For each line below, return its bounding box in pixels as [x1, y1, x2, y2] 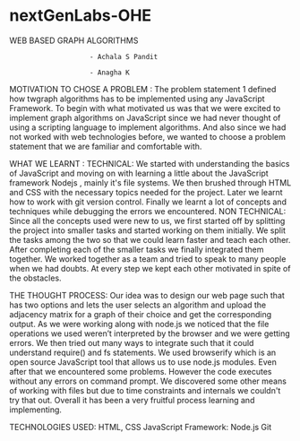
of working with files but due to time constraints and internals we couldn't [9, 385, 281, 395]
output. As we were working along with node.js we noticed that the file [9, 318, 270, 329]
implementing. [9, 404, 63, 415]
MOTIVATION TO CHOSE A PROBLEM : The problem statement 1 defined [9, 83, 277, 94]
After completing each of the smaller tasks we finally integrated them [9, 244, 264, 255]
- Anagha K [89, 68, 130, 77]
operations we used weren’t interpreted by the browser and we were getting [9, 328, 291, 339]
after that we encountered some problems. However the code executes [9, 366, 272, 376]
